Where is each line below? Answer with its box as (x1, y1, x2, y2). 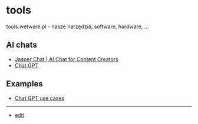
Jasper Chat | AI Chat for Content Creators (14, 55, 119, 62)
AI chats (6, 40, 37, 50)
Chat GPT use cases (14, 95, 65, 102)
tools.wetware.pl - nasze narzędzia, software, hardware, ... (6, 23, 149, 30)
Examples (6, 79, 43, 89)
